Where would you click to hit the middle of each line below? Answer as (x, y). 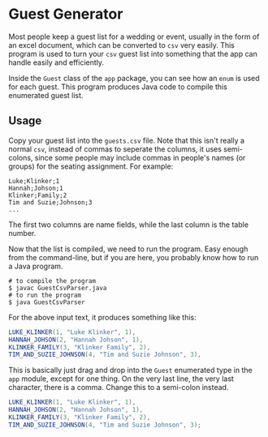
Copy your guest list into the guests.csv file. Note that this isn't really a (127, 140)
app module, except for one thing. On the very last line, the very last (121, 379)
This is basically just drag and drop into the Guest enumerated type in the (131, 371)
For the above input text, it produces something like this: (102, 317)
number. (22, 233)
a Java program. (36, 266)
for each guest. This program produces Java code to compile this (118, 87)
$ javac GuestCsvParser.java (58, 288)
